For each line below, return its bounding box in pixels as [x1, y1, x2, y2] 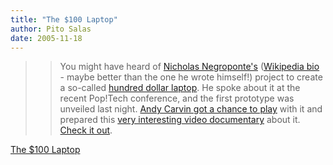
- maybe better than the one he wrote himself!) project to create [59, 71, 323, 83]
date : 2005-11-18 [10, 33, 83, 43]
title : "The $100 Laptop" [10, 14, 118, 25]
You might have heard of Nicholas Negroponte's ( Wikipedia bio [59, 61, 320, 73]
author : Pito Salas [10, 24, 92, 34]
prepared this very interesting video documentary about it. [59, 114, 301, 126]
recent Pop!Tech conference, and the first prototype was [59, 92, 295, 105]
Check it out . [59, 124, 113, 136]
